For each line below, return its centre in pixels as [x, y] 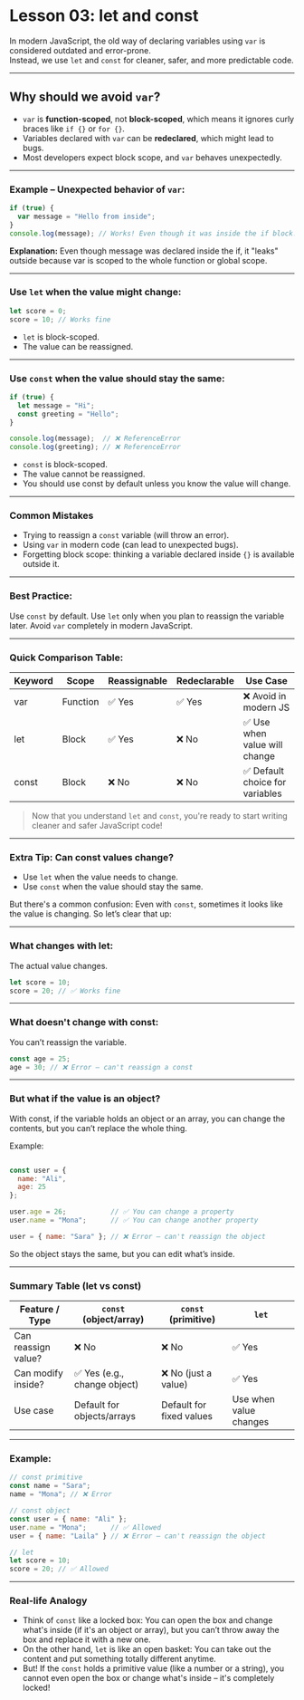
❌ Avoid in [265, 696]
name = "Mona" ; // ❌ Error [61, 1494]
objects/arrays [105, 1417]
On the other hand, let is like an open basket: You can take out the [147, 1649]
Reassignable [138, 681]
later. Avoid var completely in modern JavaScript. [101, 625]
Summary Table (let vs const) [76, 1285]
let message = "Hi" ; [56, 405]
